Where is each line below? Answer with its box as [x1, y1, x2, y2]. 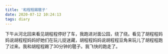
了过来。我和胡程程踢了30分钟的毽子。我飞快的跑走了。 [5, 43, 120, 49]
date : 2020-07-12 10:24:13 [5, 12, 61, 17]
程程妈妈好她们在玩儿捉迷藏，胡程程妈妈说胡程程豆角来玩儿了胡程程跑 [18, 37, 163, 43]
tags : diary [5, 16, 30, 21]
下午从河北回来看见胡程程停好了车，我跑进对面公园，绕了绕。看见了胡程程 [5, 31, 158, 37]
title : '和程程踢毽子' [5, 7, 48, 12]
